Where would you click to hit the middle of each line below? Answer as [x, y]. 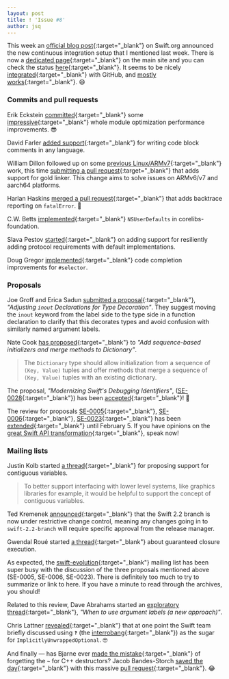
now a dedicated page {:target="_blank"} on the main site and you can [106, 60]
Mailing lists [28, 451]
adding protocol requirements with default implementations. [91, 247]
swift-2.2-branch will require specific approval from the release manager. [111, 529]
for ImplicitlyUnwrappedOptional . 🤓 [57, 640]
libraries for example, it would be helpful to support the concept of [117, 493]
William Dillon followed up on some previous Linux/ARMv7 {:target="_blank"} [114, 163]
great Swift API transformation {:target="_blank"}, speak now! [93, 433]
